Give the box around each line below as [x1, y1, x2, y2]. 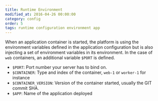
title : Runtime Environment [5, 7, 63, 12]
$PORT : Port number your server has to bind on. [12, 65, 107, 70]
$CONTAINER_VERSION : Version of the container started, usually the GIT [12, 80, 152, 86]
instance [12, 75, 30, 81]
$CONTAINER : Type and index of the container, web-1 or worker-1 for [12, 69, 146, 75]
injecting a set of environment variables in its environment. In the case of [5, 50, 153, 56]
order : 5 [5, 21, 23, 26]
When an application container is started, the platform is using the [5, 39, 139, 45]
